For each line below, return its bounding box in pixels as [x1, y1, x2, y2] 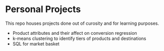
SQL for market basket [12, 40, 60, 46]
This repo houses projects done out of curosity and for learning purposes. [5, 20, 159, 26]
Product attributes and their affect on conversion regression [12, 30, 137, 36]
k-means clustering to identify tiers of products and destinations [12, 35, 146, 41]
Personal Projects [5, 4, 81, 15]
